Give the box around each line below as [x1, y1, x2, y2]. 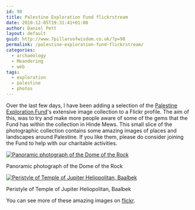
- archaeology [11, 53, 46, 59]
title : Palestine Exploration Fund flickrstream [6, 14, 128, 20]
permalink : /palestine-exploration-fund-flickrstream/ [6, 42, 144, 48]
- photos [11, 86, 33, 92]
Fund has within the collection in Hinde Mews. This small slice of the [6, 121, 173, 128]
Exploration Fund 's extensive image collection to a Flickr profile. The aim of [6, 108, 189, 115]
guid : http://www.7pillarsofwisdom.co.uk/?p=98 [6, 36, 126, 42]
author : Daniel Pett [6, 25, 57, 31]
